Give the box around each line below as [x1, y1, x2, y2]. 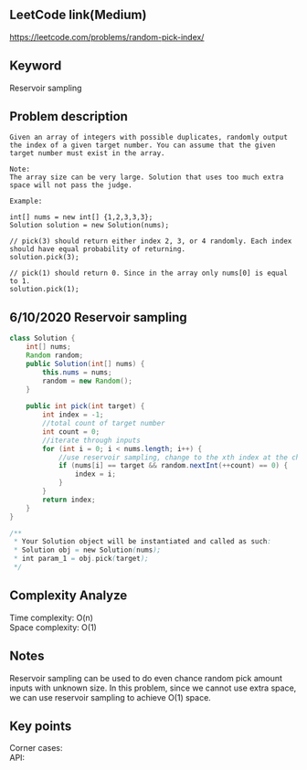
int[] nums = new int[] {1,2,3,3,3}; [9, 213, 153, 222]
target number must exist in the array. [9, 149, 166, 158]
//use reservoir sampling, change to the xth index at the [58, 452, 288, 462]
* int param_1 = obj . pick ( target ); [13, 554, 149, 564]
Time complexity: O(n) [9, 612, 94, 623]
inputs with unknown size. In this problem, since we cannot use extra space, [9, 682, 297, 693]
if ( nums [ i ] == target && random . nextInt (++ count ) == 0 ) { [58, 461, 289, 470]
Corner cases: [9, 743, 63, 754]
